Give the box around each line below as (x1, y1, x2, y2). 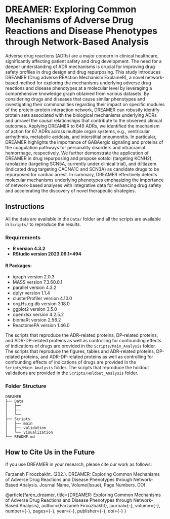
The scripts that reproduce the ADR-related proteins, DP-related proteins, (5, 332, 158, 338)
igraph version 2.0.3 (12, 274, 55, 280)
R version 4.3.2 (12, 245, 46, 252)
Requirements (5, 234, 41, 241)
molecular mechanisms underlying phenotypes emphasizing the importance (5, 177, 164, 183)
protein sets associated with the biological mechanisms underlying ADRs (5, 112, 157, 118)
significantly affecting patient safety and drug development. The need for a (5, 58, 162, 64)
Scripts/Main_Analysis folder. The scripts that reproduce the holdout (5, 365, 149, 371)
